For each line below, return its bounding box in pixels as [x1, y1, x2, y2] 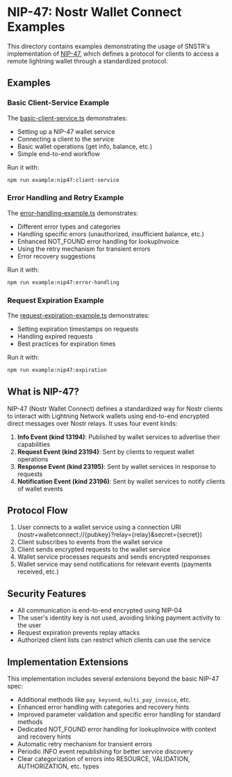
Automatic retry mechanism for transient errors [17, 740, 153, 748]
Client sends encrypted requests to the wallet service [17, 545, 171, 554]
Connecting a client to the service [17, 134, 115, 143]
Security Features [7, 587, 87, 599]
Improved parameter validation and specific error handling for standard [17, 710, 221, 718]
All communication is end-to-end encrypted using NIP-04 [17, 606, 183, 615]
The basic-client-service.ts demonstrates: [7, 114, 128, 122]
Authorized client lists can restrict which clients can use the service [17, 636, 211, 645]
